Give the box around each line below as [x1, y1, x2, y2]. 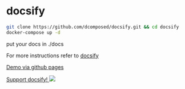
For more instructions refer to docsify [6, 52, 99, 59]
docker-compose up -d [6, 29, 61, 35]
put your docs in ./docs [6, 40, 64, 47]
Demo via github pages [6, 63, 64, 70]
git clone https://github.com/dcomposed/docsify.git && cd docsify [6, 24, 180, 30]
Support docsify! [6, 76, 48, 83]
